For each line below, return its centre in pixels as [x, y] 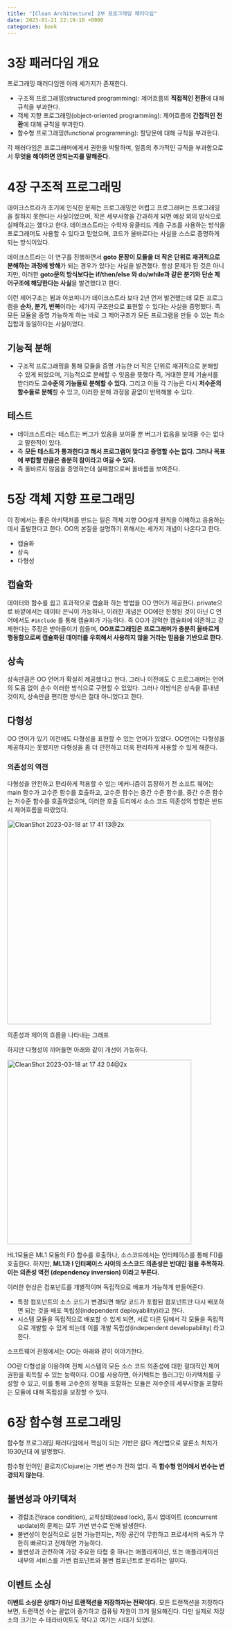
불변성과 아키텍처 [42, 1499]
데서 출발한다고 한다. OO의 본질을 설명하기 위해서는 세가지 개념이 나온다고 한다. [114, 528]
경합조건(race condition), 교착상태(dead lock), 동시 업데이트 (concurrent [117, 1517]
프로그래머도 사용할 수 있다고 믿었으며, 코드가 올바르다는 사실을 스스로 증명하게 [114, 234]
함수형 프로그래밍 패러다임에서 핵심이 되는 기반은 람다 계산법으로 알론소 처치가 [113, 1443]
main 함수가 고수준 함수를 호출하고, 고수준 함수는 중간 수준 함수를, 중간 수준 [109, 792]
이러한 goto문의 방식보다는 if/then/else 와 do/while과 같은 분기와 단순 [117, 274]
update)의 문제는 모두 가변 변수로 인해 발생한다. [82, 1526]
